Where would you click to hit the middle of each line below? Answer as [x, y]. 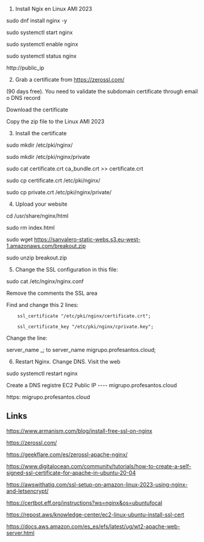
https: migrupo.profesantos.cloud [48, 397]
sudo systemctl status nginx [42, 56]
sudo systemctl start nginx [40, 32]
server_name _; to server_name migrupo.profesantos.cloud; [81, 350]
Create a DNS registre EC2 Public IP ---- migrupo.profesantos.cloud [92, 385]
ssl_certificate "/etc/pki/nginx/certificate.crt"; [84, 316]
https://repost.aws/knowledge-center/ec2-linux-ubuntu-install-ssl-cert [95, 515]
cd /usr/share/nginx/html [37, 216]
